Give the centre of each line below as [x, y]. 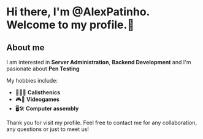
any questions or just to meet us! [48, 129]
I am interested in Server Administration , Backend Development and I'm [99, 62]
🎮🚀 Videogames [37, 99]
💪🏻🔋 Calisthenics [38, 92]
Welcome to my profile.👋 [71, 25]
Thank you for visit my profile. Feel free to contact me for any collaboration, [102, 122]
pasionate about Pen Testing [43, 69]
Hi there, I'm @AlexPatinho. [78, 12]
